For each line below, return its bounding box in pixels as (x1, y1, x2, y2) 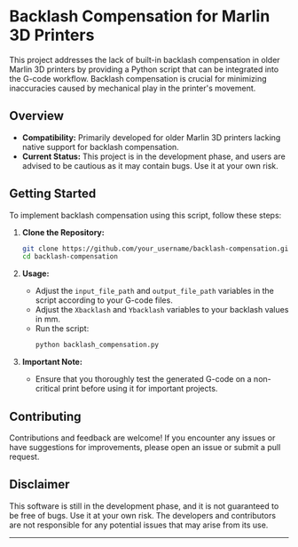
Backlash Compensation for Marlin (9, 6, 271, 27)
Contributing (9, 408, 82, 424)
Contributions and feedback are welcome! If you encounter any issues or (9, 432, 276, 443)
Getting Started (9, 186, 97, 202)
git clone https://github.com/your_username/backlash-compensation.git (21, 244, 293, 253)
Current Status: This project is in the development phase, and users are (21, 151, 286, 162)
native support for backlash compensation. (21, 141, 179, 152)
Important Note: (21, 357, 82, 368)
